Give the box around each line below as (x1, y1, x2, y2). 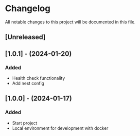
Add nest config (12, 81, 45, 86)
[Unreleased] (5, 33, 46, 41)
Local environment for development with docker (12, 125, 108, 131)
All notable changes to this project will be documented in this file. (5, 19, 136, 25)
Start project (12, 120, 37, 126)
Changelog (5, 3, 51, 14)
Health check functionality (12, 75, 65, 81)
